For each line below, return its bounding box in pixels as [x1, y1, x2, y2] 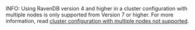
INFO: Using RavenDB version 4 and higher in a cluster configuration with [5, 5, 188, 12]
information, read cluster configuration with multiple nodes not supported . [5, 18, 190, 24]
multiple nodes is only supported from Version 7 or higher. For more [5, 11, 174, 18]
